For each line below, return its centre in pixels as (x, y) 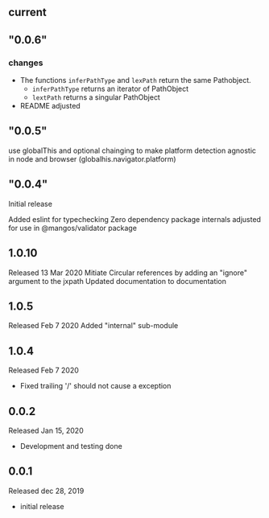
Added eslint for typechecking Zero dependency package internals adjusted (135, 219)
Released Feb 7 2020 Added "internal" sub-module (93, 326)
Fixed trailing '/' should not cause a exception (95, 386)
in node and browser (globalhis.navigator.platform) (92, 158)
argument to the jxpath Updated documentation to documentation (118, 281)
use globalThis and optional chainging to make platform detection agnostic (132, 150)
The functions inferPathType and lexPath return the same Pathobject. (135, 80)
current (27, 12)
